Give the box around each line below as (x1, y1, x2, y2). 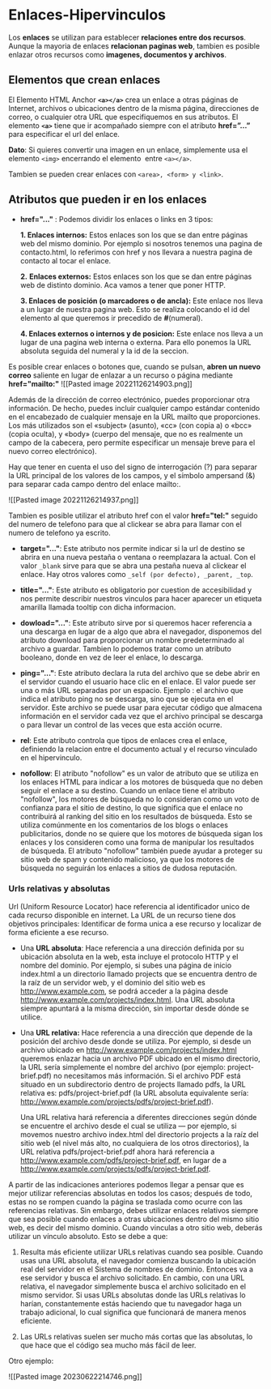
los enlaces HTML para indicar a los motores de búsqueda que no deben (19, 776, 264, 787)
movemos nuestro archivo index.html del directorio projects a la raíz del (19, 1129, 259, 1139)
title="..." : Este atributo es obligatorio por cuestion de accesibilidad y (19, 585, 252, 595)
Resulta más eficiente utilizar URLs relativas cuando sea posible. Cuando (19, 1246, 264, 1257)
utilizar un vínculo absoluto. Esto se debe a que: (8, 1231, 168, 1241)
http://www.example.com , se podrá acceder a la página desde (19, 986, 229, 996)
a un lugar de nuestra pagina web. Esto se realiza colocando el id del (19, 304, 250, 314)
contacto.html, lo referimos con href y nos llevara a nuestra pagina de (19, 247, 253, 257)
